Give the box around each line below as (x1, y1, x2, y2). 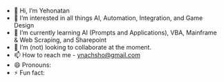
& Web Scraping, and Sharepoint (13, 36, 107, 44)
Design (13, 21, 35, 29)
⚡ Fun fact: (13, 69, 45, 76)
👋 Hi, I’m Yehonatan (13, 7, 71, 14)
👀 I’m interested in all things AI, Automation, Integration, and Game (13, 14, 203, 22)
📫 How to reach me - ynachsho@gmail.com (13, 51, 140, 59)
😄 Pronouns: (13, 61, 52, 69)
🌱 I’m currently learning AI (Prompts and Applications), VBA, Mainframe (13, 28, 217, 37)
